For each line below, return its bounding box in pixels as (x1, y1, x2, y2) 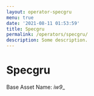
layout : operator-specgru (6, 9, 72, 15)
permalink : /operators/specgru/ (6, 32, 88, 38)
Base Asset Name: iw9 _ (6, 83, 65, 91)
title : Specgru (6, 26, 45, 32)
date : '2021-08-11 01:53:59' (6, 20, 80, 26)
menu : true (6, 15, 34, 21)
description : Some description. (6, 37, 88, 43)
